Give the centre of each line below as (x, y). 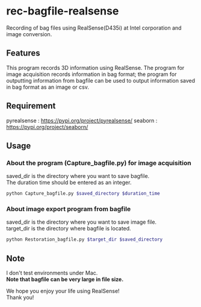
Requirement (31, 106)
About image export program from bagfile (69, 209)
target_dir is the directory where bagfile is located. (69, 229)
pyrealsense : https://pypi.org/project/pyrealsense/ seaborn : (82, 120)
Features (23, 53)
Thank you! (20, 297)
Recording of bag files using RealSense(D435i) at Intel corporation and (94, 28)
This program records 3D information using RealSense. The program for (95, 68)
